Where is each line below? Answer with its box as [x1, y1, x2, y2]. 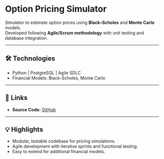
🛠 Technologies [5, 55, 55, 63]
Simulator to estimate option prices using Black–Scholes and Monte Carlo [5, 20, 155, 25]
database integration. [5, 35, 48, 41]
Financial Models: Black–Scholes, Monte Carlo [12, 75, 105, 81]
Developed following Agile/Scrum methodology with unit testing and [5, 30, 144, 36]
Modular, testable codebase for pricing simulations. [12, 138, 116, 144]
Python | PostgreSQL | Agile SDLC [12, 70, 81, 76]
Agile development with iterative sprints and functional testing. [12, 143, 138, 149]
